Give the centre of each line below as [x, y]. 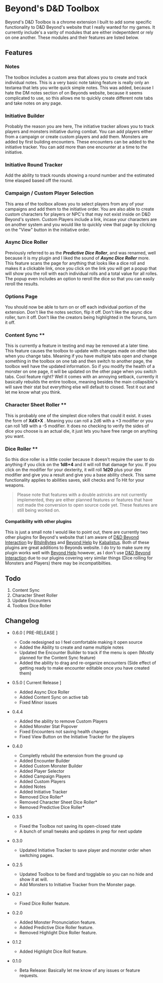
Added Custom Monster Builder [51, 766]
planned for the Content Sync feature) [57, 657]
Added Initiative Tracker [43, 792]
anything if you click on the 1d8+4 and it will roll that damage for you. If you [81, 464]
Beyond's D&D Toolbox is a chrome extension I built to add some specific [78, 22]
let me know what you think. [33, 392]
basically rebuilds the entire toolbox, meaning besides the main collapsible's [81, 382]
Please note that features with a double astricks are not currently [82, 495]
